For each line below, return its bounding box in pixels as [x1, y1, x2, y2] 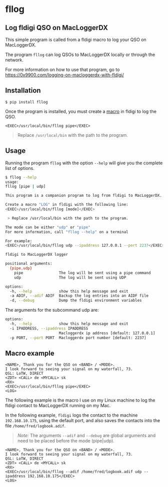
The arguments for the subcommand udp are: [5, 307, 99, 313]
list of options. [5, 165, 35, 171]
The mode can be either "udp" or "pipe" [5, 225, 91, 230]
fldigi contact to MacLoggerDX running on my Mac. [5, 403, 111, 409]
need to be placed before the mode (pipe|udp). [17, 438, 115, 444]
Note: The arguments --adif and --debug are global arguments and [17, 433, 156, 439]
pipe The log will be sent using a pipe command [14, 270, 151, 275]
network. [5, 57, 24, 63]
